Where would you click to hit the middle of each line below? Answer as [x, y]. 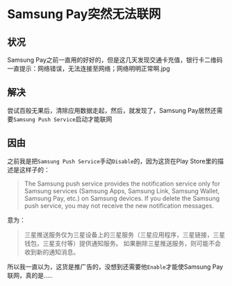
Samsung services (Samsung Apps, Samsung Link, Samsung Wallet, [122, 190]
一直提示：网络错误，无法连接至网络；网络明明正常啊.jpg [89, 69]
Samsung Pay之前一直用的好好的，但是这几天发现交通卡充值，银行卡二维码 [115, 60]
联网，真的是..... [30, 275]
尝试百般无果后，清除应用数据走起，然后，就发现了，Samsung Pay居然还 [112, 110]
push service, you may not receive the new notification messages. [119, 206]
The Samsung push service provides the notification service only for [122, 184]
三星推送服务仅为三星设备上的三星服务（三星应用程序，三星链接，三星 [125, 234]
